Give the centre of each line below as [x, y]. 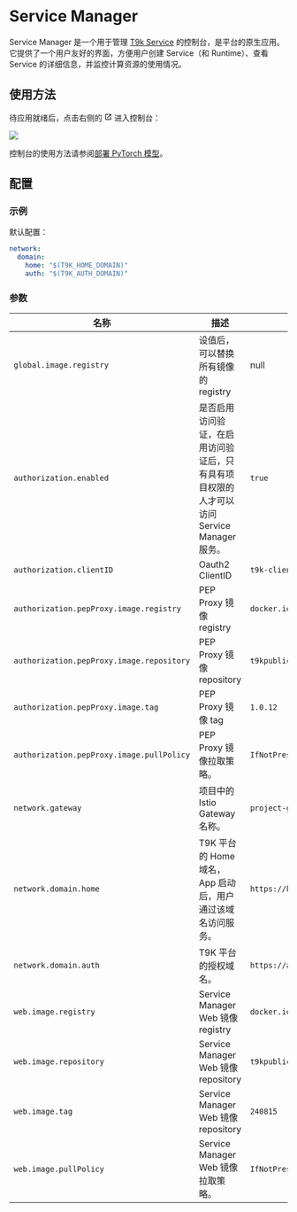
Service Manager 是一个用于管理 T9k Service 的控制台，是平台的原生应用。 [147, 42]
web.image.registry [54, 1012]
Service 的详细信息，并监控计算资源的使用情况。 [98, 64]
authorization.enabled [61, 478]
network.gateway [48, 808]
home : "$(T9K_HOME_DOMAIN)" [76, 266]
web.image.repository [59, 1062]
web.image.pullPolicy [59, 1169]
